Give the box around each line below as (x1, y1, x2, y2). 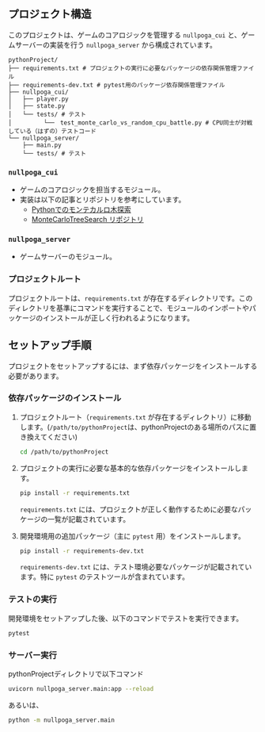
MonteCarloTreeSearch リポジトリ (31, 215, 144, 224)
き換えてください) (19, 431, 78, 442)
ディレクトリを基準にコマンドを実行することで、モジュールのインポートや (8, 303, 250, 312)
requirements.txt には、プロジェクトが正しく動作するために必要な (19, 504, 239, 514)
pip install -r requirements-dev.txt (19, 546, 145, 555)
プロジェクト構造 (8, 7, 92, 21)
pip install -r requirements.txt (19, 489, 131, 497)
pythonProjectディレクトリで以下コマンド (8, 669, 144, 678)
